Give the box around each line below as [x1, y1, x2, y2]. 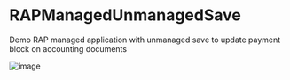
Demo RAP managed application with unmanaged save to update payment [9, 34, 281, 45]
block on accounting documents [9, 43, 127, 54]
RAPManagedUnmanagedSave [9, 5, 242, 25]
